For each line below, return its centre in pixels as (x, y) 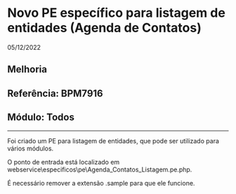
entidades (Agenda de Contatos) (104, 28)
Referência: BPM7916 (55, 93)
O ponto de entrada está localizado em (64, 162)
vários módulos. (31, 148)
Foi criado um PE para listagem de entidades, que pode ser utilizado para (113, 141)
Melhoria (27, 69)
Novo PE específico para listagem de (117, 13)
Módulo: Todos (41, 117)
